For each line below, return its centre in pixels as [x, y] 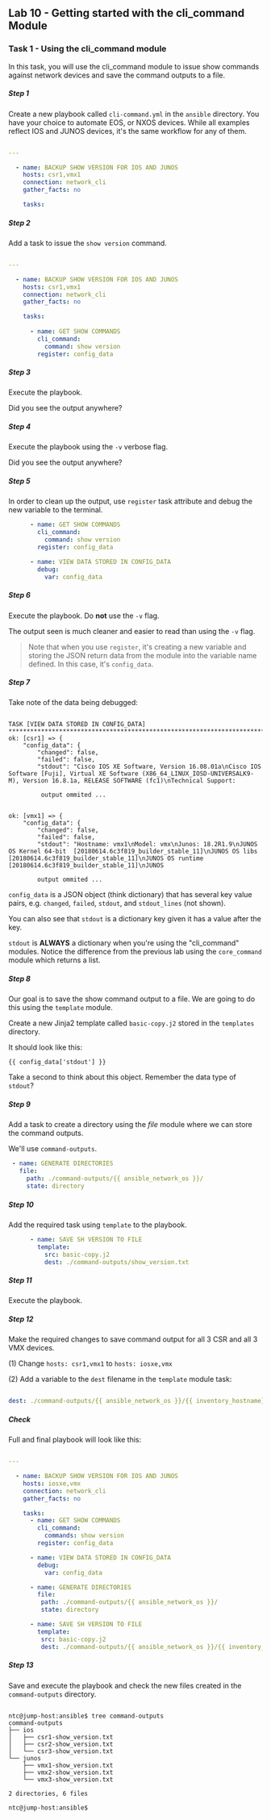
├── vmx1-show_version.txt [68, 1765]
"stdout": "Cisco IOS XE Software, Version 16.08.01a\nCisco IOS [150, 767]
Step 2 [19, 223]
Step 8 [19, 979]
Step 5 [19, 481]
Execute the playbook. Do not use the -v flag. [84, 616]
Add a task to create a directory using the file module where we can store [130, 1125]
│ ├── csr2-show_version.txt [61, 1744]
